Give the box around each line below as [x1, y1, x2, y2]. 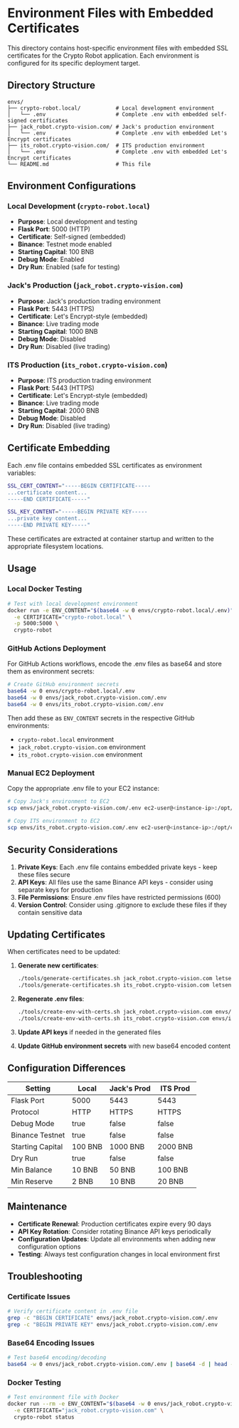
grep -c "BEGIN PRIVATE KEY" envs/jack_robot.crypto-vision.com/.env [7, 1321, 218, 1328]
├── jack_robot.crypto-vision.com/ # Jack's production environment [7, 123, 215, 130]
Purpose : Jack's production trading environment [17, 297, 161, 305]
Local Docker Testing [7, 584, 83, 594]
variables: [7, 468, 36, 477]
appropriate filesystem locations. [7, 542, 104, 551]
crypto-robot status [14, 1413, 75, 1421]
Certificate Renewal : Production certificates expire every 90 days [17, 1219, 212, 1228]
